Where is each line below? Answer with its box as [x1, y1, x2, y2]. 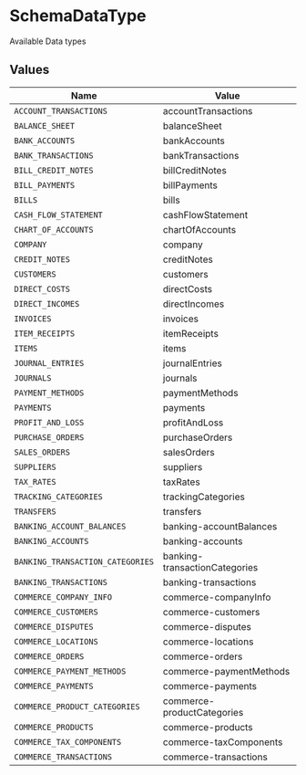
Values [9, 62, 50, 78]
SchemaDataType [9, 5, 147, 26]
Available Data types [9, 36, 87, 47]
